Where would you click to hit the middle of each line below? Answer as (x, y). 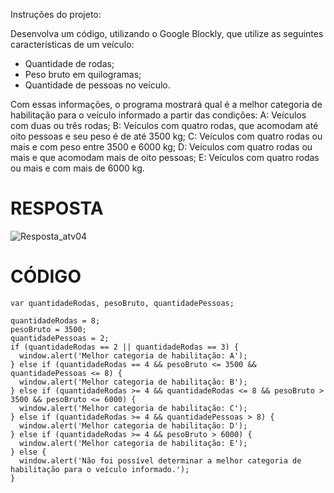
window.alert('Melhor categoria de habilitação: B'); (133, 382)
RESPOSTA (57, 208)
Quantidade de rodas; (69, 63)
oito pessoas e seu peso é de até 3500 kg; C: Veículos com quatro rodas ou (166, 136)
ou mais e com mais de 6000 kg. (77, 168)
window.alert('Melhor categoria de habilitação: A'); (133, 355)
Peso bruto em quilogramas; (83, 74)
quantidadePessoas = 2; (60, 338)
